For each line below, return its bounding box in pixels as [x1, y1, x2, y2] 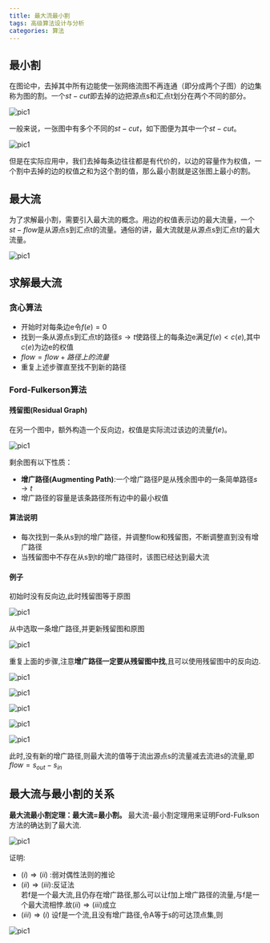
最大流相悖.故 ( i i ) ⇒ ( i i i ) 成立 [27, 900, 117, 909]
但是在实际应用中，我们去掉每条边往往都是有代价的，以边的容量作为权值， [9, 156, 255, 166]
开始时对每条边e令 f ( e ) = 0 [20, 322, 107, 331]
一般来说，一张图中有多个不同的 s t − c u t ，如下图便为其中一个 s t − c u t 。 [9, 123, 241, 133]
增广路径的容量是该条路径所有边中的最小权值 [20, 492, 169, 502]
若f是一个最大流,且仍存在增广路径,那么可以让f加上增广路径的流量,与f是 [20, 889, 253, 899]
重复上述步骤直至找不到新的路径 [20, 362, 127, 371]
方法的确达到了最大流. [9, 820, 83, 830]
